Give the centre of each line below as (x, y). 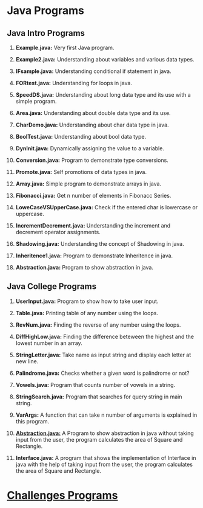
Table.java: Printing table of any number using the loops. (87, 313)
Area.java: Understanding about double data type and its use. (93, 113)
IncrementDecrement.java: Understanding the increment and (93, 225)
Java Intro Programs (46, 33)
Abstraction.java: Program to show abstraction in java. (85, 267)
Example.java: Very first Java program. (65, 47)
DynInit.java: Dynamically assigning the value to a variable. (90, 148)
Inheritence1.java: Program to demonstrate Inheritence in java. (94, 256)
